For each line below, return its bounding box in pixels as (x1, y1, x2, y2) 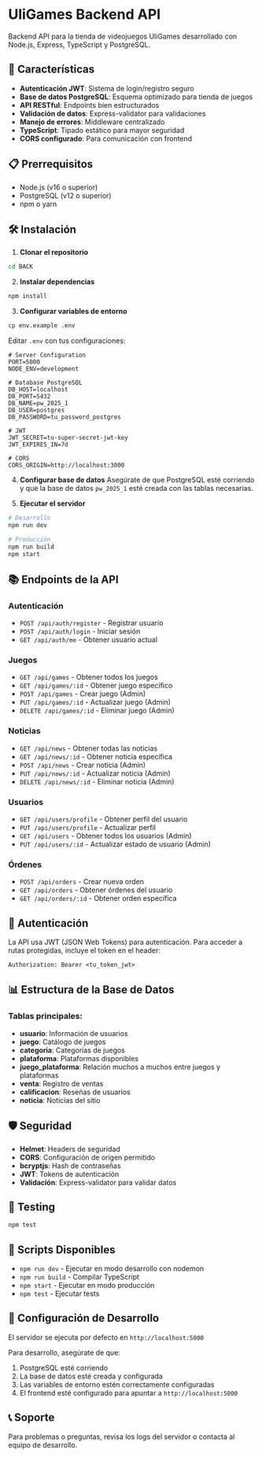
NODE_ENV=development (8, 365, 79, 373)
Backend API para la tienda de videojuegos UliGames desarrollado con (8, 31, 238, 41)
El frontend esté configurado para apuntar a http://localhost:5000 (19, 1388, 238, 1397)
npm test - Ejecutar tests (19, 1289, 100, 1299)
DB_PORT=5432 (8, 393, 51, 400)
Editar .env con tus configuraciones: (8, 336, 126, 345)
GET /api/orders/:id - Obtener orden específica (19, 894, 177, 903)
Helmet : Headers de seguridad (19, 1144, 120, 1153)
